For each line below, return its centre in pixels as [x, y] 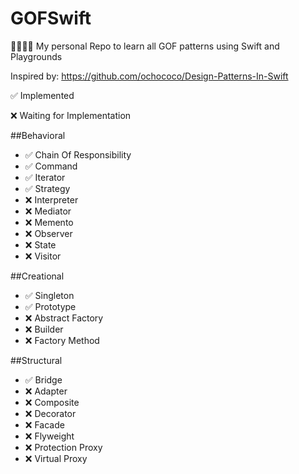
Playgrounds [36, 56]
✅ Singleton [49, 295]
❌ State [40, 244]
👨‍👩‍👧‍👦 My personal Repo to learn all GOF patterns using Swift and [145, 46]
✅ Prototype [50, 306]
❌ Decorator [50, 413]
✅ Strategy [47, 188]
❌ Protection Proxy [63, 447]
